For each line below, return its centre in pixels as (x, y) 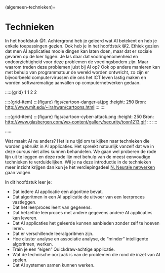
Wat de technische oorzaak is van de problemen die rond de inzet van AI (86, 254)
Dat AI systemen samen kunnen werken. (53, 265)
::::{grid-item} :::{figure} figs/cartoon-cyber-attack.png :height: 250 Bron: (80, 117)
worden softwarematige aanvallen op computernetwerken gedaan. (73, 82)
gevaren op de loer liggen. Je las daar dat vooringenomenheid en (72, 56)
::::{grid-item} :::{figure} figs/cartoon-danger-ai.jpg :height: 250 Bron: (76, 102)
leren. (18, 228)
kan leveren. (25, 218)
